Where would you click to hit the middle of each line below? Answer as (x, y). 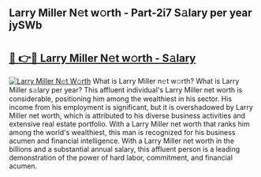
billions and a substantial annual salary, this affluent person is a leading (124, 149)
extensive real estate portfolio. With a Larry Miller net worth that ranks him (130, 124)
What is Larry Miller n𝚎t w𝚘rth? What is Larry (166, 81)
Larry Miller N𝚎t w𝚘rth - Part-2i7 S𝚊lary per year (130, 13)
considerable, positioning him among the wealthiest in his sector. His (120, 99)
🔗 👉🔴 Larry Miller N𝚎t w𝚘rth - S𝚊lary (103, 58)
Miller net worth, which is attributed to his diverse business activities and (127, 115)
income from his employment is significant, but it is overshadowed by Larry (131, 107)
